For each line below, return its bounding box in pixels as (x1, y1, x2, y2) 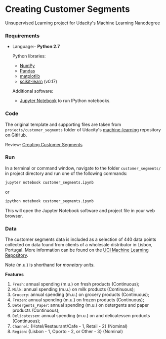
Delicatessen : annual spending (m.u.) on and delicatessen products (12, 312, 150, 318)
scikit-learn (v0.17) (19, 78, 58, 85)
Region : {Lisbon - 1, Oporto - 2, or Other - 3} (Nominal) (12, 328, 124, 334)
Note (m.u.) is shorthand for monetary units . (5, 262, 95, 268)
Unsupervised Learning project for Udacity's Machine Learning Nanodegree (5, 20, 161, 26)
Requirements (5, 32, 40, 39)
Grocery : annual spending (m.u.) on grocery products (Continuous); (12, 291, 150, 297)
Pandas (19, 68, 36, 74)
